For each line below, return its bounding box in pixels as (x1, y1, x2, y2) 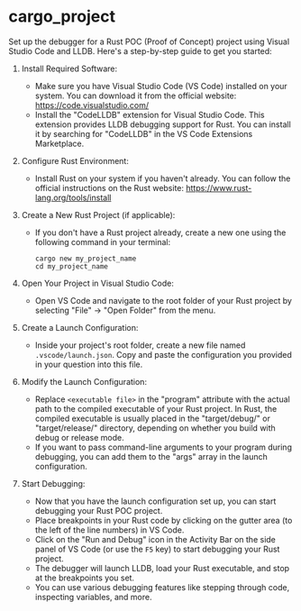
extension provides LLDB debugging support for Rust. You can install (34, 119, 292, 130)
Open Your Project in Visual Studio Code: (21, 278, 175, 288)
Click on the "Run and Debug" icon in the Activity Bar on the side (34, 533, 277, 544)
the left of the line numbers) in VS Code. (34, 524, 185, 535)
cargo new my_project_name (34, 254, 137, 263)
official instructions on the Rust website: (34, 182, 185, 193)
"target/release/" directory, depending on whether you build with (34, 422, 276, 433)
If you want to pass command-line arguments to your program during (34, 442, 292, 452)
